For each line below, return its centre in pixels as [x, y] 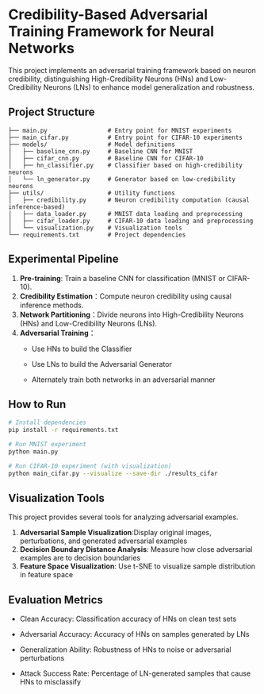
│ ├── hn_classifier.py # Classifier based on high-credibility [126, 165]
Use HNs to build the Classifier [82, 349]
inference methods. [52, 305]
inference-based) [37, 207]
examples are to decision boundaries [80, 558]
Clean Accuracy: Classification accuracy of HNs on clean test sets [128, 619]
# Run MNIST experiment [48, 445]
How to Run [37, 404]
